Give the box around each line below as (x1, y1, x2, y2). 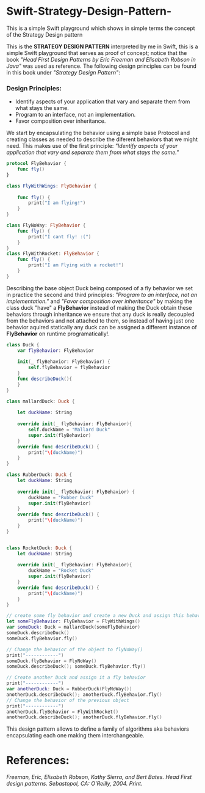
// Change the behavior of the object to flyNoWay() (6, 646, 143, 652)
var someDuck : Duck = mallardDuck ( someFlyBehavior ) (6, 624, 140, 630)
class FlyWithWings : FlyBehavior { (6, 183, 97, 189)
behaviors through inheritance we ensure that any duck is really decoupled (6, 310, 195, 318)
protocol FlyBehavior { (6, 161, 67, 167)
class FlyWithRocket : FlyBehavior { (6, 250, 99, 257)
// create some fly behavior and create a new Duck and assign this (6, 613, 184, 619)
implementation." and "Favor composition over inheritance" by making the (6, 298, 193, 305)
